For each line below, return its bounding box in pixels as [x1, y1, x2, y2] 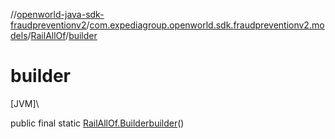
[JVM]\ [10, 97, 40, 109]
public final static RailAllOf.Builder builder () [10, 117, 185, 129]
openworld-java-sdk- [16, 9, 105, 20]
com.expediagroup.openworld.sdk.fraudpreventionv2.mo [89, 19, 325, 31]
